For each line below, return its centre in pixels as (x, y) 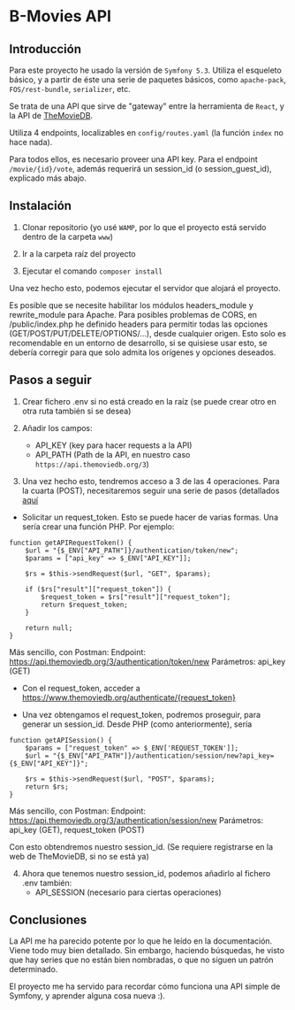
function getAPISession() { (61, 740)
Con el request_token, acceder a (81, 688)
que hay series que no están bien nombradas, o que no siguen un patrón (141, 960)
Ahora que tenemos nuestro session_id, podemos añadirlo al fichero (146, 873)
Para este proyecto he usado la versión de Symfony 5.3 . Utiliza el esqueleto (146, 70)
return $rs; (47, 786)
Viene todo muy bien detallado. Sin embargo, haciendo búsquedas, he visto (147, 951)
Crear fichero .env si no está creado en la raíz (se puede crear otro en (149, 401)
